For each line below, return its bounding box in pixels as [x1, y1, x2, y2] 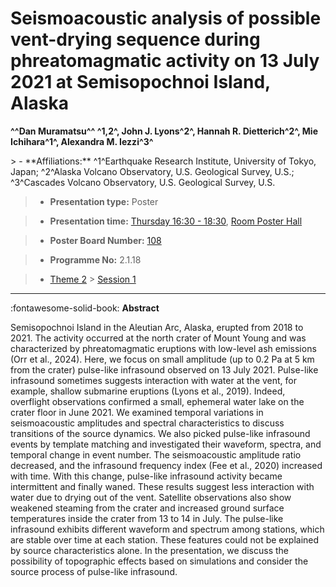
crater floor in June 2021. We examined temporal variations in [10, 406, 264, 418]
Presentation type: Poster [49, 195, 159, 207]
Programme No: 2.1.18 [49, 253, 142, 266]
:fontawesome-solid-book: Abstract [10, 302, 160, 314]
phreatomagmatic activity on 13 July [10, 50, 320, 72]
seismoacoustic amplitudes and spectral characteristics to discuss [10, 417, 285, 429]
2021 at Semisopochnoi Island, [10, 71, 271, 94]
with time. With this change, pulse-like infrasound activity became [10, 470, 283, 482]
